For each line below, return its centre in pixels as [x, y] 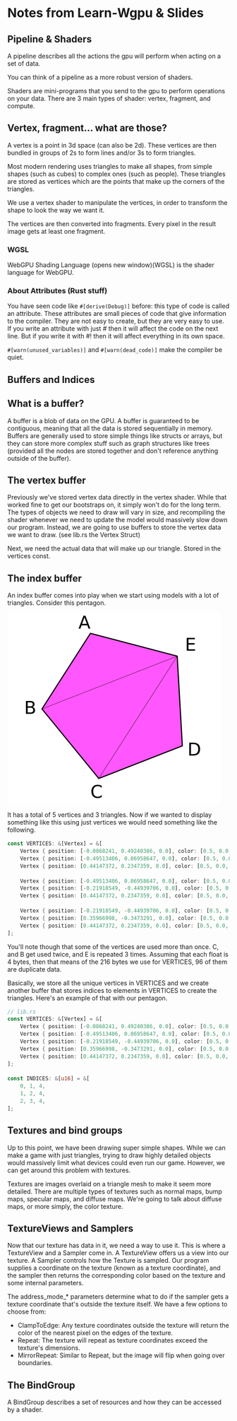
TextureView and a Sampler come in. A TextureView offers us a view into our [118, 1253]
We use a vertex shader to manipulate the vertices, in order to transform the [117, 202]
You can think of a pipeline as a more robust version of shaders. [100, 77]
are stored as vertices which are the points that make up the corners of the [116, 181]
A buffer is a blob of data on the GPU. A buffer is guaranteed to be [103, 420]
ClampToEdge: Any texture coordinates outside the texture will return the [123, 1326]
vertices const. [29, 556]
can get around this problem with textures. [69, 1170]
